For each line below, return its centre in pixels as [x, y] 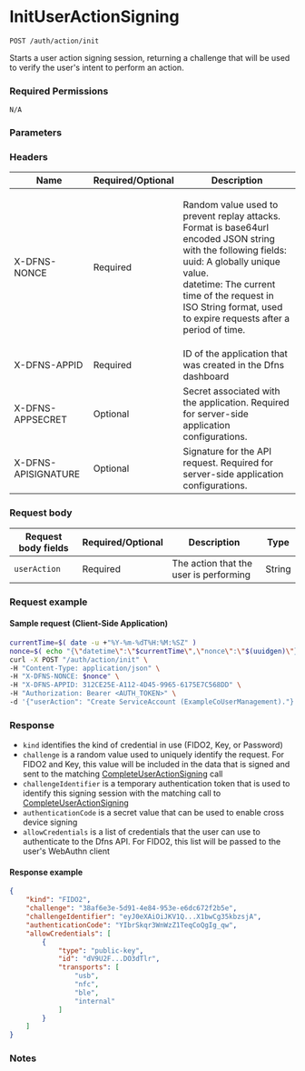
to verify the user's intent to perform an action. [97, 67]
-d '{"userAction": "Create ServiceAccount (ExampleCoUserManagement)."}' [154, 702]
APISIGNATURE [47, 475]
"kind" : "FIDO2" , [59, 900]
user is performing [212, 575]
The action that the [212, 563]
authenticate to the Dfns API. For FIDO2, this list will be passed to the [152, 842]
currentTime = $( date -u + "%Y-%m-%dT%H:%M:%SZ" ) [103, 643]
